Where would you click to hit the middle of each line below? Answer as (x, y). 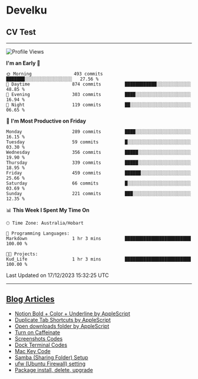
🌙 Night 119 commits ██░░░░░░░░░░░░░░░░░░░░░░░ (99, 105)
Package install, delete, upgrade (54, 370)
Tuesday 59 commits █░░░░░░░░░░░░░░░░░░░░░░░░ (99, 142)
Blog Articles (30, 299)
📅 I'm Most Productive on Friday (46, 121)
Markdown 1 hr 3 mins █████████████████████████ (99, 239)
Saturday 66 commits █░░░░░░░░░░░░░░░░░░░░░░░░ (99, 183)
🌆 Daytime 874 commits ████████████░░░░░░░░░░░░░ (99, 84)
